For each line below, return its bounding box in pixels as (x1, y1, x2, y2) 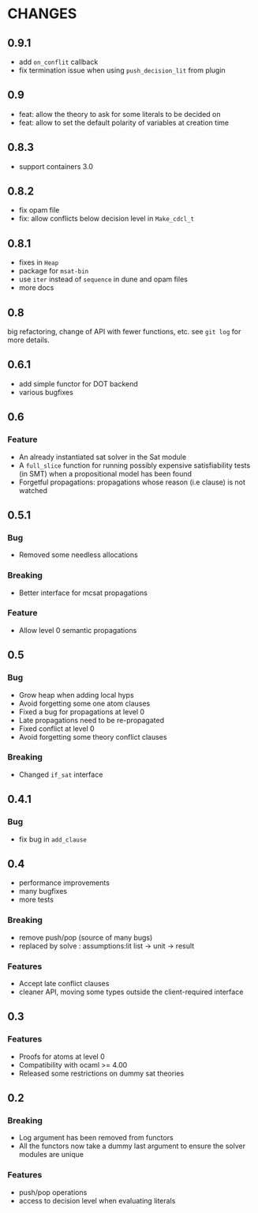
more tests (18, 895, 54, 905)
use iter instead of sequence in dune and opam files (18, 274, 189, 284)
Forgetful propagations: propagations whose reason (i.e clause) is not (18, 477, 246, 487)
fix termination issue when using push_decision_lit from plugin (18, 66, 226, 75)
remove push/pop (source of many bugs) (18, 932, 153, 942)
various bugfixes (18, 387, 74, 397)
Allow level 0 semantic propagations (18, 625, 137, 635)
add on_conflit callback (18, 57, 99, 66)
